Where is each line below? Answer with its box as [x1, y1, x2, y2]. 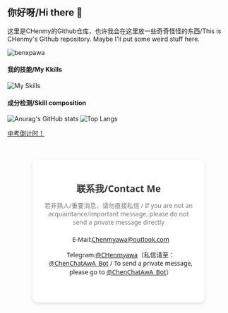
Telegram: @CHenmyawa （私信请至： [66, 250, 175, 259]
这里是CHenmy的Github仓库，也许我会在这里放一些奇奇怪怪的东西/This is [7, 27, 222, 35]
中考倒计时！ [7, 129, 44, 137]
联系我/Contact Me [76, 182, 161, 195]
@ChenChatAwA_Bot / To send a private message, [49, 258, 193, 268]
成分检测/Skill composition [7, 98, 87, 107]
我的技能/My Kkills [7, 66, 62, 74]
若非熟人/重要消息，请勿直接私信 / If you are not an [44, 200, 193, 210]
